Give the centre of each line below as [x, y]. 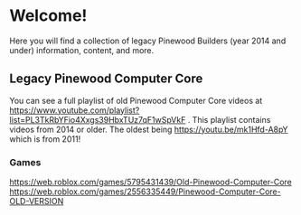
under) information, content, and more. [82, 50]
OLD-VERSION [37, 201]
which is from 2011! [45, 139]
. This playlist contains [229, 119]
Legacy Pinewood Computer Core [106, 79]
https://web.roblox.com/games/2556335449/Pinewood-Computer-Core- [146, 192]
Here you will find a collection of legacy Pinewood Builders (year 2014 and [148, 41]
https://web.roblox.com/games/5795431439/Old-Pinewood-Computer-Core [150, 182]
